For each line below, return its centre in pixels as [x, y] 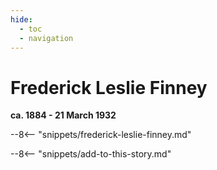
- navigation [46, 38]
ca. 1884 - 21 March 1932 [63, 115]
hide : [21, 19]
